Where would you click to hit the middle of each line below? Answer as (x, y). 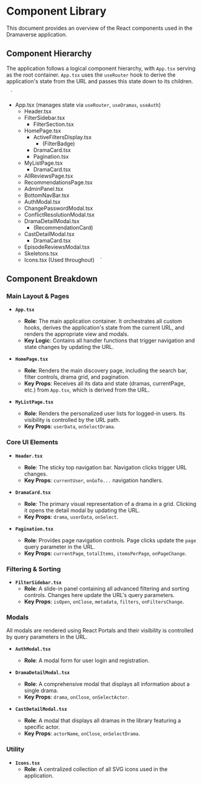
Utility (15, 749)
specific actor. (42, 727)
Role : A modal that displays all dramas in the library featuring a (103, 721)
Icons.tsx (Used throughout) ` (63, 260)
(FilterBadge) (59, 144)
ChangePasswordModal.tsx (59, 208)
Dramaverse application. (37, 34)
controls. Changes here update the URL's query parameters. (99, 595)
